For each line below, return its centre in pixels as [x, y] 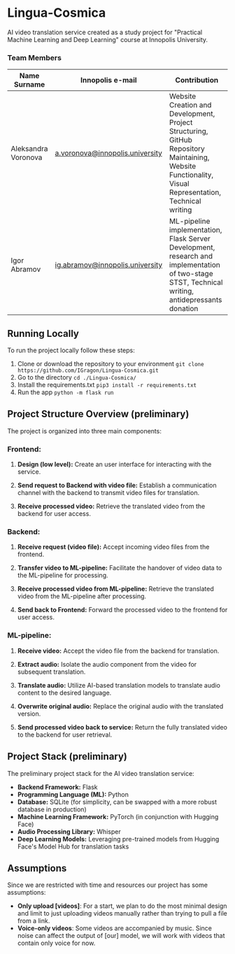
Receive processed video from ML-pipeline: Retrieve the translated [116, 589]
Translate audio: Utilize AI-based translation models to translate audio [119, 685]
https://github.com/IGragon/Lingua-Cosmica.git [88, 371]
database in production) [52, 809]
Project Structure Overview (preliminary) [98, 414]
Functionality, [191, 175]
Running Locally [43, 333]
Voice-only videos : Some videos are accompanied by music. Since [114, 928]
